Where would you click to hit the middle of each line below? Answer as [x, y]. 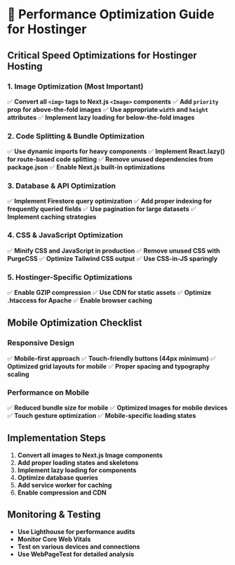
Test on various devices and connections [79, 546]
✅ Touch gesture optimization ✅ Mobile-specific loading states [102, 416]
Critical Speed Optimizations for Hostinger [102, 55]
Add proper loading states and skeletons [78, 462]
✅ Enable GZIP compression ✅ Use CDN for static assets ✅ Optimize [109, 293]
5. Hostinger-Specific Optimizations [70, 277]
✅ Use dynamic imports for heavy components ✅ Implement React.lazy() [116, 151]
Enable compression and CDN [62, 493]
